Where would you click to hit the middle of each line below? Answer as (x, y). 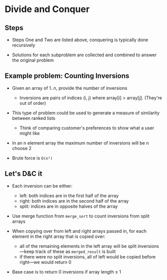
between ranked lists (34, 118)
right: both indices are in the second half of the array (74, 201)
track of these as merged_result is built (76, 251)
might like (29, 133)
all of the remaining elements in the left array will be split (78, 246)
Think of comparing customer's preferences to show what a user (87, 128)
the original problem (33, 60)
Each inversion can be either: (42, 186)
